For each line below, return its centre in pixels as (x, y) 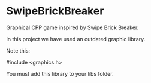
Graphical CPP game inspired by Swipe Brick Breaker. (73, 27)
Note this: (18, 50)
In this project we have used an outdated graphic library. (76, 39)
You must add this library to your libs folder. (60, 73)
